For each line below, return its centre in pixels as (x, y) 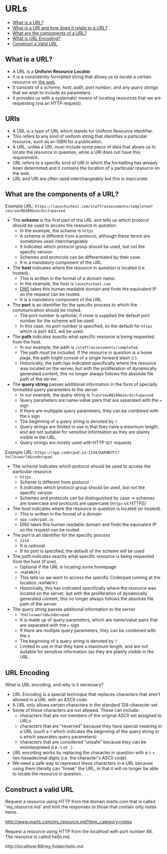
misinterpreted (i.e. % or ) (46, 747)
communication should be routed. (47, 310)
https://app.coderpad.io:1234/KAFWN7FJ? (77, 453)
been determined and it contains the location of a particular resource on (86, 168)
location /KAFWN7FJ (39, 583)
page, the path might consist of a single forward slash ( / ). (79, 358)
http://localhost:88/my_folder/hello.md (44, 846)
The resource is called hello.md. (38, 837)
